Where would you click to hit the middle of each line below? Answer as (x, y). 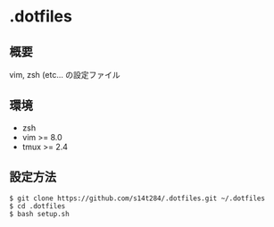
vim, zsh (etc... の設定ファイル (65, 75)
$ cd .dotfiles (37, 206)
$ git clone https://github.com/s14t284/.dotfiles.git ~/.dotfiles (137, 198)
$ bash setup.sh (39, 214)
